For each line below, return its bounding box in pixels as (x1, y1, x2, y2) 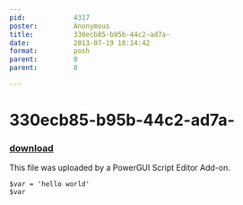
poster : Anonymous (9, 22, 110, 31)
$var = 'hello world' (9, 180, 91, 189)
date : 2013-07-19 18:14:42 (9, 38, 151, 48)
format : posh (9, 47, 91, 56)
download (9, 141, 54, 154)
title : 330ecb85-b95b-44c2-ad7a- (9, 30, 170, 39)
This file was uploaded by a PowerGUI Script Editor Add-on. (9, 163, 230, 174)
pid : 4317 (9, 13, 91, 22)
